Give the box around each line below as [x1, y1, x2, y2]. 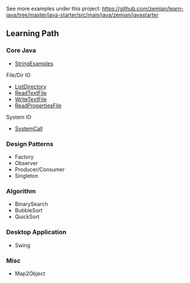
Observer [14, 159, 39, 166]
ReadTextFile [14, 89, 47, 96]
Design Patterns [6, 140, 53, 148]
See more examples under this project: [6, 5, 101, 12]
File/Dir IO [6, 71, 31, 78]
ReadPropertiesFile [14, 102, 62, 109]
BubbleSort [14, 207, 43, 214]
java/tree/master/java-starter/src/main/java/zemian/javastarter [6, 11, 159, 18]
